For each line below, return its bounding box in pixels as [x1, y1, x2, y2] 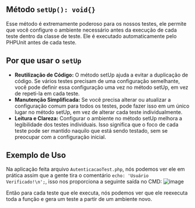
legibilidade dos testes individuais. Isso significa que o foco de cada [14, 121, 179, 128]
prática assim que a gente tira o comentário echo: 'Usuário [6, 172, 149, 179]
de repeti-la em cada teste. [14, 90, 80, 97]
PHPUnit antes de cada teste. [6, 39, 77, 46]
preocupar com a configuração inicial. [14, 133, 106, 140]
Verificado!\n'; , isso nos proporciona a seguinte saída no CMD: [6, 178, 162, 185]
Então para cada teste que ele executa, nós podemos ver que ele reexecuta [6, 189, 188, 196]
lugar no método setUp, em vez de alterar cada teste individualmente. [14, 108, 183, 116]
